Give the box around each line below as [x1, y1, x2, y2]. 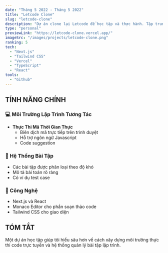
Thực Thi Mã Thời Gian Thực [12, 124, 73, 130]
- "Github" [9, 77, 32, 82]
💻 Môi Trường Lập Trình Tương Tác [5, 111, 92, 118]
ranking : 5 [5, 40, 28, 45]
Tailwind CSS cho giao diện [12, 209, 69, 215]
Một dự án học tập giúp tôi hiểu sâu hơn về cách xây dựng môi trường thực [5, 236, 159, 242]
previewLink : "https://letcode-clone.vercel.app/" [5, 30, 113, 35]
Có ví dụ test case [12, 174, 50, 180]
